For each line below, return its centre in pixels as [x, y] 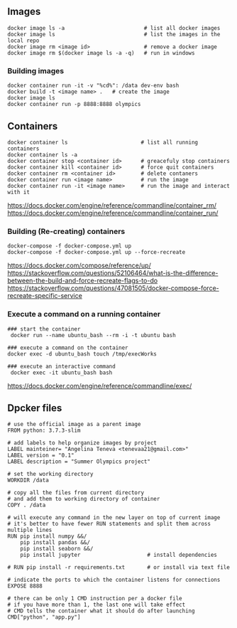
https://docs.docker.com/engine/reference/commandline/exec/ [100, 385]
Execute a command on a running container [84, 314]
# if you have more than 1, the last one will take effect [97, 605]
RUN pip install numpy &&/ [47, 536]
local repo [23, 41]
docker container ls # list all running [103, 142]
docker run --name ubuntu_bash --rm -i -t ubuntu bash [93, 335]
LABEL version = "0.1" [41, 456]
